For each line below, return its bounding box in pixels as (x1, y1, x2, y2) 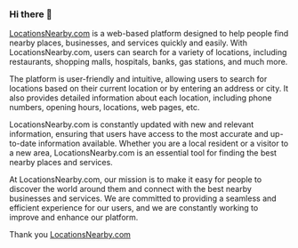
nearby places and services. (9, 157, 113, 168)
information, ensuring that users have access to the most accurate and (9, 129, 269, 140)
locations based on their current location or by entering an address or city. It (9, 84, 289, 94)
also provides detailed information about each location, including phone (9, 92, 272, 103)
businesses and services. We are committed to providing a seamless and (9, 193, 278, 204)
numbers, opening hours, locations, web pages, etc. (9, 102, 200, 113)
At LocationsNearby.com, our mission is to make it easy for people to (9, 174, 262, 185)
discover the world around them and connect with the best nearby (9, 184, 252, 195)
